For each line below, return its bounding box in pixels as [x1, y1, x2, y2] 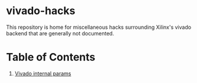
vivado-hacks [6, 4, 75, 18]
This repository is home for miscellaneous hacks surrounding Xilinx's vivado [6, 24, 192, 31]
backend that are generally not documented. [6, 29, 114, 36]
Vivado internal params [14, 69, 71, 77]
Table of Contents [6, 51, 96, 64]
